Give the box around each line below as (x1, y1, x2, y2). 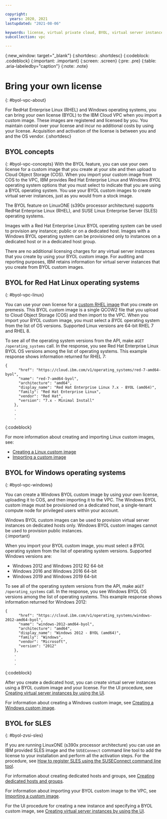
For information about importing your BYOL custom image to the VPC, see (5, 788, 157, 794)
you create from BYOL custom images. (5, 264, 84, 270)
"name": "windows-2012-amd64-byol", (18, 622, 94, 627)
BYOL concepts (5, 148, 55, 156)
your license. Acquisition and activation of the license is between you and (5, 128, 156, 134)
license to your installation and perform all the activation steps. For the (5, 753, 150, 759)
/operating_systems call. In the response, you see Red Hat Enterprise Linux (5, 342, 159, 349)
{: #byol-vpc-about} (5, 97, 46, 103)
